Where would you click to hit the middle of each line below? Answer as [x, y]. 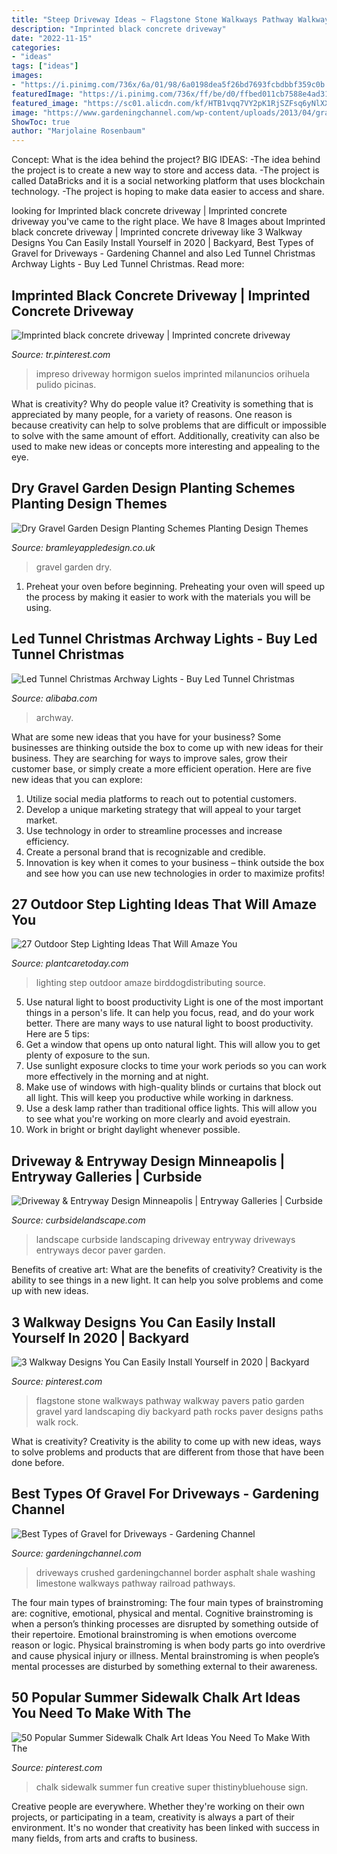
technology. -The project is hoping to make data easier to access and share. [168, 192]
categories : [36, 47]
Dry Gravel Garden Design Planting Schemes [153, 488]
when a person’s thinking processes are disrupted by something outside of [165, 1623]
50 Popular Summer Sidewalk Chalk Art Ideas [156, 1697]
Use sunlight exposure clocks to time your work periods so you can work [176, 1066]
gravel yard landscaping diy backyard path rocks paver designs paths [179, 1411]
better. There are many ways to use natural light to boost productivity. [169, 1023]
